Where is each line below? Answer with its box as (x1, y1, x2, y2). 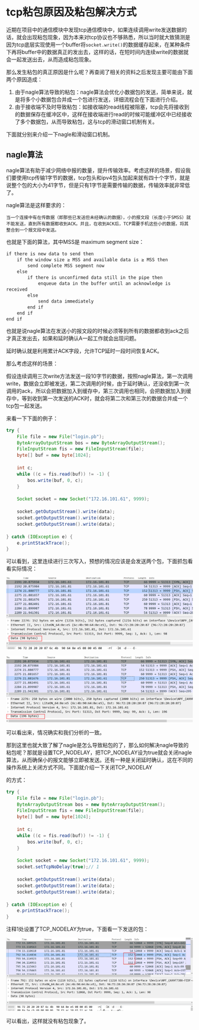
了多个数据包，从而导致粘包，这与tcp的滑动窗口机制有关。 (14, 118, 158, 125)
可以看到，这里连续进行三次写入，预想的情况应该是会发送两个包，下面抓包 (6, 558, 188, 565)
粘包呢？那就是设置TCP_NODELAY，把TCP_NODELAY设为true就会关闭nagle (6, 749, 192, 756)
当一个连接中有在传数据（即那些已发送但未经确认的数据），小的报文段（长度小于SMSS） (6, 214, 187, 220)
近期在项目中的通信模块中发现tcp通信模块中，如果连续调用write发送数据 (6, 26, 182, 33)
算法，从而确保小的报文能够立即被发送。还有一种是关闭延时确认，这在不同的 (6, 756, 193, 763)
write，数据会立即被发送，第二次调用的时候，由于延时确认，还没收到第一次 (6, 380, 190, 387)
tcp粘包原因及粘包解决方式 (6, 5, 137, 19)
